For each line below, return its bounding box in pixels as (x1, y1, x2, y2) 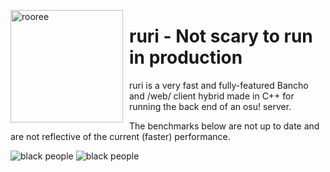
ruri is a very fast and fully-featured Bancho (129, 79, 309, 91)
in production (129, 46, 243, 69)
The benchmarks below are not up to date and (129, 120, 320, 132)
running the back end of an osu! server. (129, 100, 292, 112)
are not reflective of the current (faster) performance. (10, 130, 231, 142)
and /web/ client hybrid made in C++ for (129, 90, 295, 102)
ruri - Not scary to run (129, 25, 313, 48)
